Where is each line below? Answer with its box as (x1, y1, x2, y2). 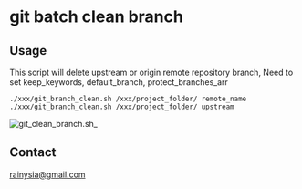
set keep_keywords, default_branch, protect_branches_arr (9, 77, 228, 88)
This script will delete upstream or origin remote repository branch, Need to (9, 67, 294, 78)
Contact (9, 144, 57, 161)
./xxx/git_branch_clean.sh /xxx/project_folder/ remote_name (9, 94, 247, 103)
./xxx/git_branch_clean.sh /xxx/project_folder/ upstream (9, 102, 234, 111)
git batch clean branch (9, 6, 184, 27)
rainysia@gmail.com (9, 169, 86, 180)
